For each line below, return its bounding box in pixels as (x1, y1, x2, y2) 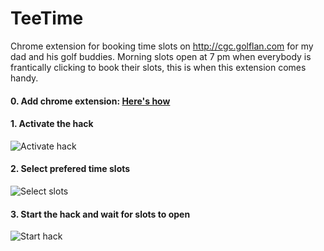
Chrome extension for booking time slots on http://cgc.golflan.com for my (10, 40, 314, 52)
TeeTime (10, 7, 84, 30)
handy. (10, 72, 39, 84)
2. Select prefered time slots (10, 163, 131, 175)
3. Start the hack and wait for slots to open (10, 208, 191, 220)
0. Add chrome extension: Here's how (10, 95, 171, 107)
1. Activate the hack (10, 118, 94, 130)
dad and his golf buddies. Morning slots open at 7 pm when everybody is (10, 50, 312, 62)
